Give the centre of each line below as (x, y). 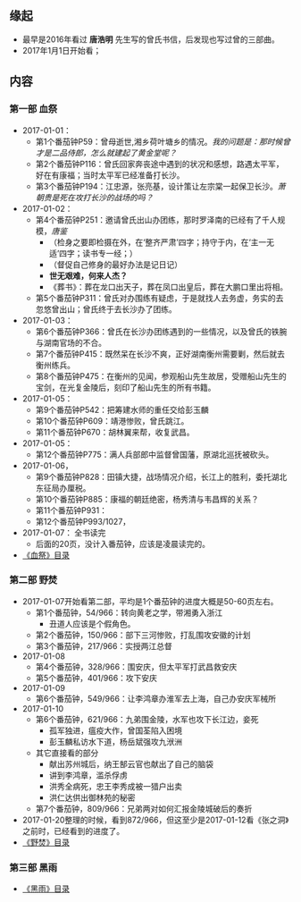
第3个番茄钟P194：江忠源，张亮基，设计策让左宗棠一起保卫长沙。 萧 (160, 186)
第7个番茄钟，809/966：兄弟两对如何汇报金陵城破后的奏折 (144, 808)
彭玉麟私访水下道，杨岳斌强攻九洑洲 (116, 741)
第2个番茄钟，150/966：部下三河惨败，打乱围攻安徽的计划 (143, 635)
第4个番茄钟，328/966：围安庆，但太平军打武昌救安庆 (136, 666)
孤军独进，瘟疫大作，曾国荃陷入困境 (116, 730)
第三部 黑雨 (33, 867)
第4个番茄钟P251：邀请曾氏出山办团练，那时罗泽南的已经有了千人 (157, 219)
